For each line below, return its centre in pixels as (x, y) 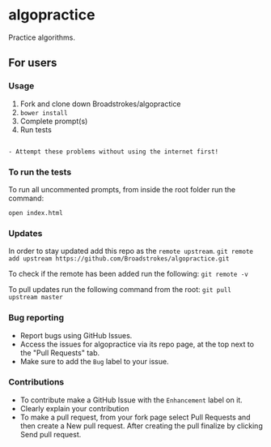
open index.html (36, 213)
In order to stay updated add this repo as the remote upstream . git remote (131, 251)
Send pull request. (51, 434)
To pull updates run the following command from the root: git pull (120, 290)
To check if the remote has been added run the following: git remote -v (129, 274)
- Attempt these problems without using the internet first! (114, 152)
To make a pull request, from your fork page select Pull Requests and (135, 417)
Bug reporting (36, 318)
